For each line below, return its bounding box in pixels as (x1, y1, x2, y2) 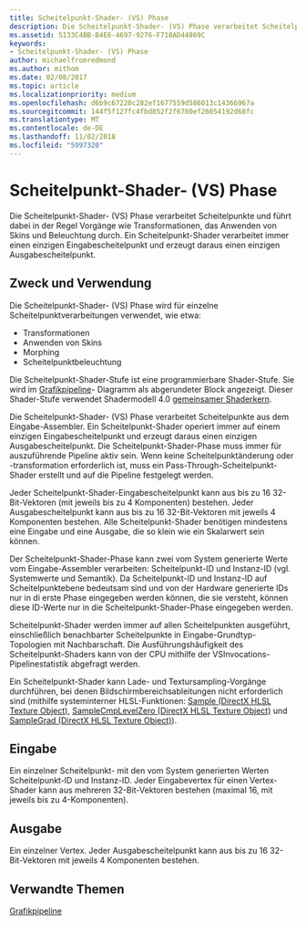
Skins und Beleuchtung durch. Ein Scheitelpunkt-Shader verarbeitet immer (9, 229, 290, 240)
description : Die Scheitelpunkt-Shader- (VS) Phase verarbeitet (9, 22, 259, 31)
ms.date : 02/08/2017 (9, 73, 88, 82)
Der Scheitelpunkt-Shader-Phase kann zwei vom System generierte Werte (9, 553, 289, 564)
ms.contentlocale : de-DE (9, 124, 104, 133)
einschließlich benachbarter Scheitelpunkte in (9, 629, 181, 640)
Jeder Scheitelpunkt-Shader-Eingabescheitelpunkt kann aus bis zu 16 (9, 487, 271, 498)
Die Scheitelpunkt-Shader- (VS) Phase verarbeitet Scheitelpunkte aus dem (9, 411, 290, 422)
